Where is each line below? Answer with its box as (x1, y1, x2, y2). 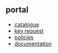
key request (14, 27, 44, 34)
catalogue (14, 20, 39, 28)
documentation (14, 40, 52, 47)
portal (5, 5, 29, 15)
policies (14, 33, 34, 41)
